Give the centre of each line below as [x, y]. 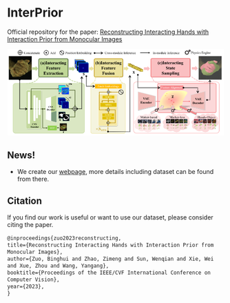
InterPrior [35, 13]
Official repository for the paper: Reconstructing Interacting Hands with [108, 32]
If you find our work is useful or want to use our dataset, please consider [110, 217]
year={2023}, [26, 287]
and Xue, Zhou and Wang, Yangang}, [58, 266]
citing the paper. [30, 225]
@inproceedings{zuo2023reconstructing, [64, 238]
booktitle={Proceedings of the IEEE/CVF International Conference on [109, 273]
